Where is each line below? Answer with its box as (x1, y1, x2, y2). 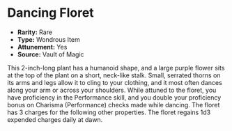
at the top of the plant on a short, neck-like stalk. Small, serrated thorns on (7, 71, 221, 79)
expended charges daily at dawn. (7, 115, 103, 123)
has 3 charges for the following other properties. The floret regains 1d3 (7, 108, 211, 116)
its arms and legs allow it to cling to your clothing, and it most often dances (7, 78, 223, 86)
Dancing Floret (7, 5, 94, 21)
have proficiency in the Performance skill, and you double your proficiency (7, 93, 222, 102)
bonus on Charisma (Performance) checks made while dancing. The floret (7, 100, 220, 109)
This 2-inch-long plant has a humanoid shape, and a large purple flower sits (7, 63, 225, 72)
